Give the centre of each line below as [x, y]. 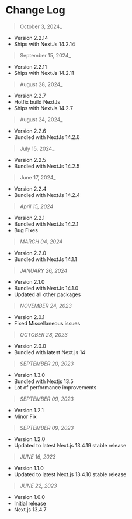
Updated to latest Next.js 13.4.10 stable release [70, 474]
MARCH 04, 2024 [41, 242]
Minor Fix [25, 416]
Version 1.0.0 [29, 497]
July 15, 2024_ [37, 148]
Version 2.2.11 [30, 67]
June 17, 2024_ [38, 177]
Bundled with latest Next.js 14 [49, 352]
